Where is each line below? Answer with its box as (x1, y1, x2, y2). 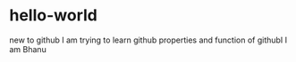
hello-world (9, 5, 98, 26)
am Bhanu (9, 43, 47, 54)
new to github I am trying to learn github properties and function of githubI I (9, 35, 288, 45)
